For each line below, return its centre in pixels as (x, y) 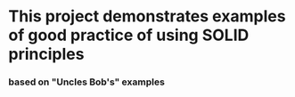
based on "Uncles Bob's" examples (87, 82)
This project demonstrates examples (147, 16)
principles (46, 54)
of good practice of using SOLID (129, 35)
